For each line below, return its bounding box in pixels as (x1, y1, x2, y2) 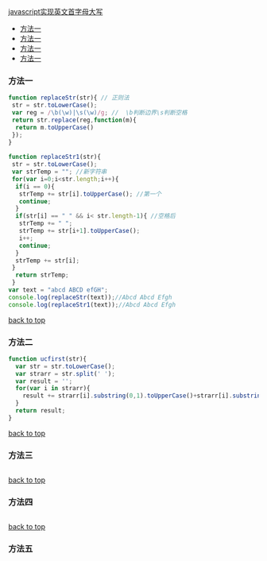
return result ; (15, 407, 66, 415)
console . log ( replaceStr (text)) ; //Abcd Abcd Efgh (8, 293, 172, 301)
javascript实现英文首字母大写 (8, 7, 103, 16)
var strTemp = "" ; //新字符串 (11, 168, 107, 176)
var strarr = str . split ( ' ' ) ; (15, 369, 115, 377)
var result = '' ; (15, 377, 73, 385)
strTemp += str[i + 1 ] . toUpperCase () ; (18, 227, 141, 235)
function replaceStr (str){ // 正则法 (8, 94, 130, 102)
